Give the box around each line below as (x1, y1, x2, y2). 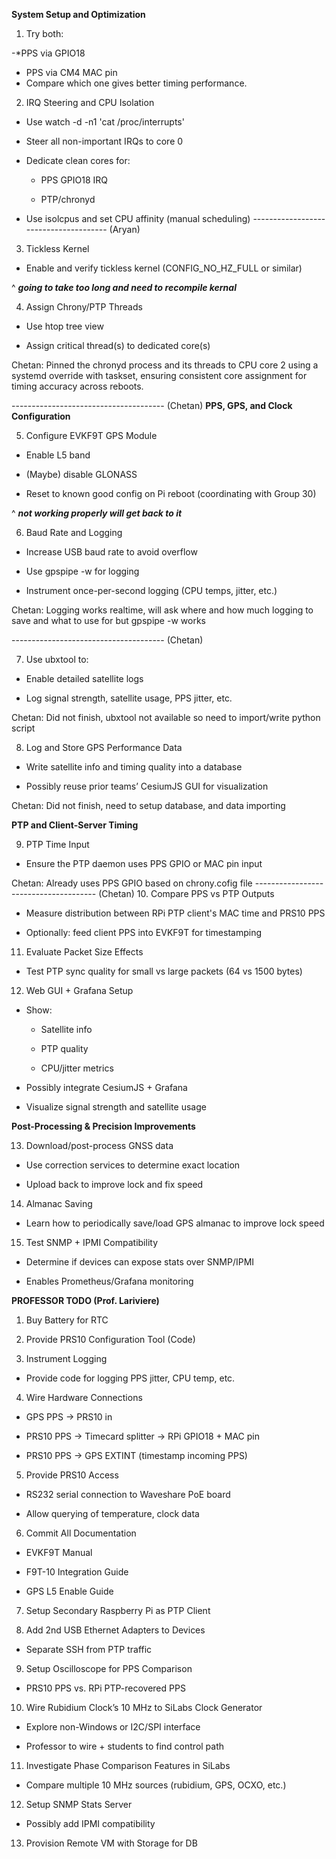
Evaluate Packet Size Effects (25, 946, 144, 958)
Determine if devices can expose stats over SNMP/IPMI (25, 1256, 255, 1268)
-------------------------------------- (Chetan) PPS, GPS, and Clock (11, 400, 293, 411)
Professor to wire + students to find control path (25, 1740, 225, 1752)
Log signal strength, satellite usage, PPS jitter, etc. (25, 692, 233, 704)
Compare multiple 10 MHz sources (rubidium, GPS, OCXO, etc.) (25, 1779, 287, 1791)
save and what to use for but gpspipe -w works (11, 615, 206, 626)
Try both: (25, 28, 64, 39)
